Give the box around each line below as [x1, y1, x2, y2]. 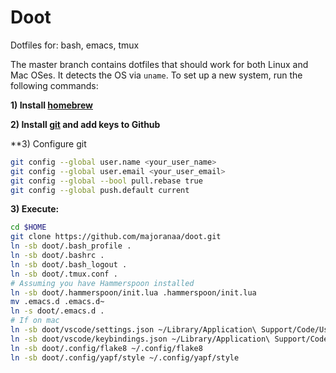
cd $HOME [10, 222, 47, 233]
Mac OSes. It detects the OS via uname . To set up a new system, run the [10, 69, 303, 81]
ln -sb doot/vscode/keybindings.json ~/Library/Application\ [10, 334, 271, 344]
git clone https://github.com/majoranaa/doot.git [10, 232, 222, 242]
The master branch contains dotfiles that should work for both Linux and [10, 58, 309, 70]
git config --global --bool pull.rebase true [10, 176, 203, 186]
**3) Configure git [10, 137, 87, 150]
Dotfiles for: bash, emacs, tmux [10, 39, 140, 51]
